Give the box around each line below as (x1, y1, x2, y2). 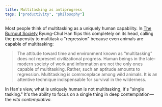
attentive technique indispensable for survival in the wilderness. (17, 77, 146, 82)
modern (17, 61, 33, 67)
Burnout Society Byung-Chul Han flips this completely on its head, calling (5, 30, 154, 36)
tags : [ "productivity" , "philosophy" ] (5, 12, 84, 17)
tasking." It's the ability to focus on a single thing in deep (5, 91, 120, 97)
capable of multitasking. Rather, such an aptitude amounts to (17, 66, 140, 72)
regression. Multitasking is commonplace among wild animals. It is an (17, 71, 158, 77)
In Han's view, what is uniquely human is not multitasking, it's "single (5, 86, 144, 92)
